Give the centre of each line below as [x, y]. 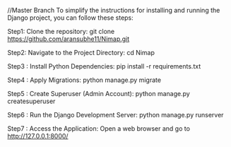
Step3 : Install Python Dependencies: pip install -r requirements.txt [104, 66]
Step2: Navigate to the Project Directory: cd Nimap [81, 53]
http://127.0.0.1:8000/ [38, 136]
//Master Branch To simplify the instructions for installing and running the [114, 10]
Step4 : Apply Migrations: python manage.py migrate [84, 80]
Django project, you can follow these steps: [71, 18]
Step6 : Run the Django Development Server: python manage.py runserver [115, 115]
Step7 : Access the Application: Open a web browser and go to [99, 129]
